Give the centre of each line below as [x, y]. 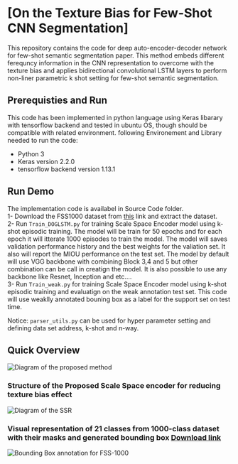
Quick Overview [44, 350]
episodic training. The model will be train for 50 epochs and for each [122, 231]
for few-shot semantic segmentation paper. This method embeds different [116, 55]
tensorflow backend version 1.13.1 [66, 169]
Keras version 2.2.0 [46, 161]
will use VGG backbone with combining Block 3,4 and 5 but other [103, 261]
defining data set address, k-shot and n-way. [73, 328]
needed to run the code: [43, 140]
